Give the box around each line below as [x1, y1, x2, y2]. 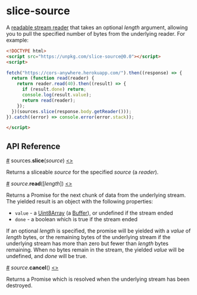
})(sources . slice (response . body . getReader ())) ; [11, 108, 132, 114]
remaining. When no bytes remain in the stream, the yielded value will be [6, 246, 185, 253]
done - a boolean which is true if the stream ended [14, 216, 138, 223]
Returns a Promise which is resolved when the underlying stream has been [6, 275, 190, 283]
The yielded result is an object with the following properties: [6, 198, 154, 205]
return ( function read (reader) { [11, 76, 95, 81]
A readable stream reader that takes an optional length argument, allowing [6, 24, 188, 31]
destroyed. [6, 282, 33, 289]
